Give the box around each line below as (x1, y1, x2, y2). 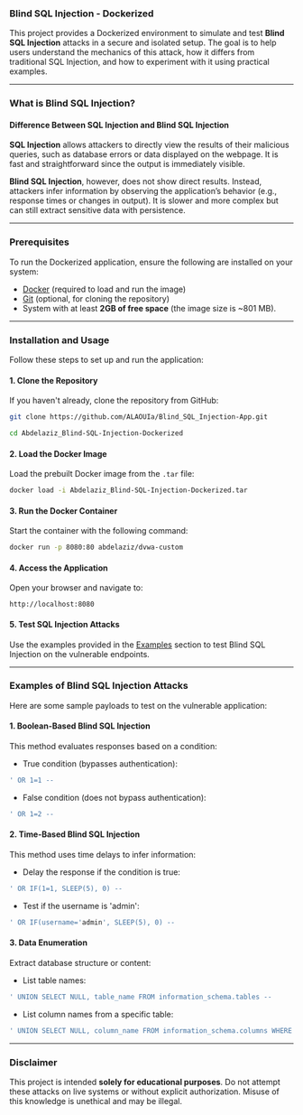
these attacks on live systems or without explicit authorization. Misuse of (9, 1086, 280, 1097)
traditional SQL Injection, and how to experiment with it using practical (9, 57, 271, 68)
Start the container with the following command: (9, 525, 188, 536)
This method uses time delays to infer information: (9, 849, 197, 859)
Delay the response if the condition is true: (22, 866, 180, 878)
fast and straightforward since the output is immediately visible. (9, 159, 245, 170)
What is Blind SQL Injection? (9, 98, 135, 110)
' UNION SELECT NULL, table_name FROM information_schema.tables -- (9, 992, 272, 1001)
